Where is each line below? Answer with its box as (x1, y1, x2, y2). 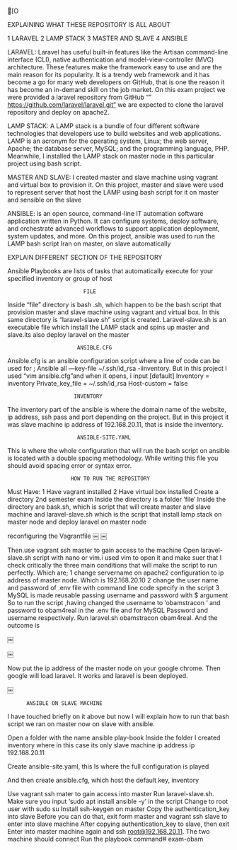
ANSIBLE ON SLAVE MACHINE (25, 700, 103, 707)
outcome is (7, 621, 40, 629)
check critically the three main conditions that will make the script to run (7, 561, 218, 569)
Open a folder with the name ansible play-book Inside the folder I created (7, 733, 221, 742)
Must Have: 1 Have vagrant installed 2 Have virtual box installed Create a (7, 488, 219, 495)
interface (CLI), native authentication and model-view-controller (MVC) (7, 55, 214, 64)
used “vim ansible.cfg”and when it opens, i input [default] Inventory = (7, 372, 210, 380)
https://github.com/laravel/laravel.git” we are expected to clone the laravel (7, 100, 224, 109)
